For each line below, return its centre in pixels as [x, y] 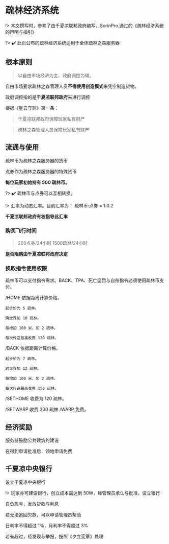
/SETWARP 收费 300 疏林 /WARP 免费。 [47, 410]
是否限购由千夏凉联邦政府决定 [36, 254]
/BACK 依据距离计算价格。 [33, 348]
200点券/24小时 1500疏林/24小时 [53, 243]
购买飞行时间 [21, 231]
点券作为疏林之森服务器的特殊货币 [41, 171]
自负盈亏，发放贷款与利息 [32, 504]
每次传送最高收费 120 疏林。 [32, 338]
